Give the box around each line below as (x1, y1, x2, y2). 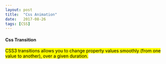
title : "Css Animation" (5, 12, 57, 17)
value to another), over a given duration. (5, 53, 89, 59)
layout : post (5, 7, 33, 12)
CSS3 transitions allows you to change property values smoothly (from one (5, 48, 161, 54)
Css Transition (5, 36, 37, 42)
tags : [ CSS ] (5, 21, 30, 26)
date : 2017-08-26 (5, 16, 46, 21)
